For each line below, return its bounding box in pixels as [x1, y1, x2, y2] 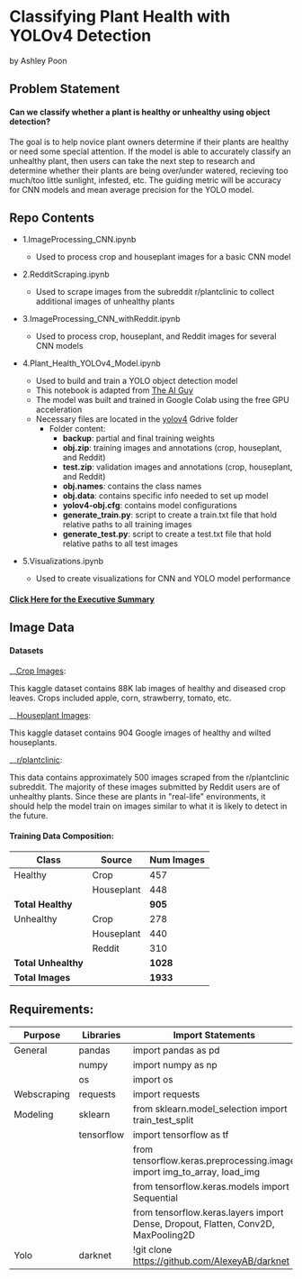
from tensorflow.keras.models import [132, 1180, 289, 1192]
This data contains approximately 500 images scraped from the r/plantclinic [9, 772, 290, 782]
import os [132, 1073, 173, 1085]
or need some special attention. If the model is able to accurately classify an [9, 146, 292, 157]
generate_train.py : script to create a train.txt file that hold [62, 509, 277, 520]
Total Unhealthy [13, 956, 84, 969]
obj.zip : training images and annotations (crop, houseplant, [62, 443, 282, 453]
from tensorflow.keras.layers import [132, 1206, 284, 1219]
